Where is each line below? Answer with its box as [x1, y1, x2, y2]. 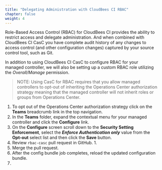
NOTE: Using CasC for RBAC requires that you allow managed [16, 79, 140, 85]
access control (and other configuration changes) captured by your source [5, 45, 154, 51]
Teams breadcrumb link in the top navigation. [12, 109, 103, 115]
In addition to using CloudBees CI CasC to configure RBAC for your [5, 59, 139, 65]
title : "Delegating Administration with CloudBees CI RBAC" [5, 7, 129, 12]
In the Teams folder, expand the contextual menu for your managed [12, 114, 147, 120]
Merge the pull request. [12, 145, 59, 151]
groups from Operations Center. [16, 94, 81, 100]
